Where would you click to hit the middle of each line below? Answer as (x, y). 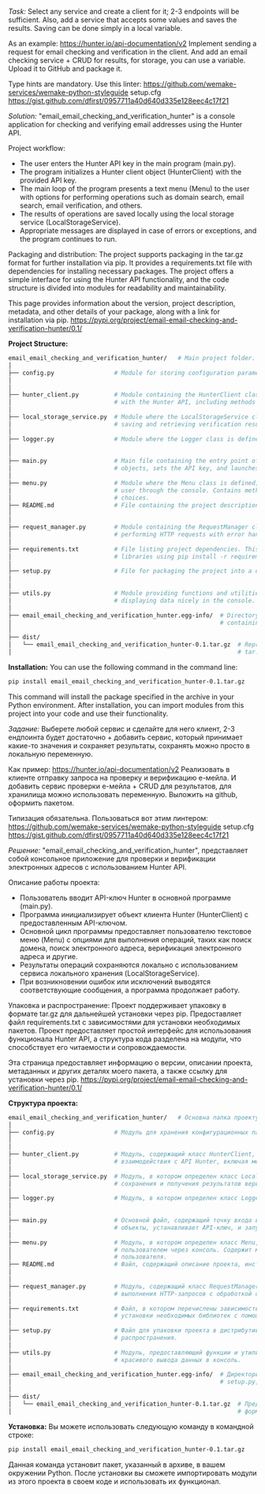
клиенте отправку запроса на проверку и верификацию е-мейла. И (122, 777)
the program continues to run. (68, 239)
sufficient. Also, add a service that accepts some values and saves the (123, 20)
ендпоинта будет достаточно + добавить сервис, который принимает (125, 737)
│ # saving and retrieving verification (125, 424)
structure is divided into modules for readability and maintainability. (118, 288)
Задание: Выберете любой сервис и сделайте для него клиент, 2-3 (121, 728)
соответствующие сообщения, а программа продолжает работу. (130, 990)
